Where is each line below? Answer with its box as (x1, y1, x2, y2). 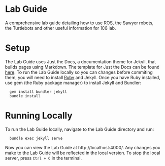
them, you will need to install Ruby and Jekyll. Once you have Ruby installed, (5, 74, 161, 80)
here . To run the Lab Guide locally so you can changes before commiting (5, 69, 153, 75)
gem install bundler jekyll (9, 89, 67, 94)
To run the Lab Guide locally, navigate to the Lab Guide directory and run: (5, 126, 154, 132)
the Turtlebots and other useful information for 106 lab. (5, 25, 116, 31)
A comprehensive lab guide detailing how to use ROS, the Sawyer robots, (5, 20, 154, 26)
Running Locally (5, 110, 73, 122)
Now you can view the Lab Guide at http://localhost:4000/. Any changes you (5, 144, 161, 150)
